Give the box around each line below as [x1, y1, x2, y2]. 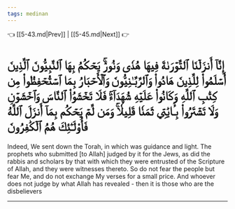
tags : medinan [7, 10, 49, 18]
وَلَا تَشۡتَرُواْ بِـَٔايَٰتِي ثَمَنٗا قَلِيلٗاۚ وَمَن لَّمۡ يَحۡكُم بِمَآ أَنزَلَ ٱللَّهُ [7, 103, 219, 119]
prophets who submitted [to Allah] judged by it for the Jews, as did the [7, 149, 211, 158]
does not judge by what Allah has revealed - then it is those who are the [7, 180, 215, 188]
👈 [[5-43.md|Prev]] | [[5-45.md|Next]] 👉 [7, 29, 129, 39]
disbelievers [7, 187, 43, 195]
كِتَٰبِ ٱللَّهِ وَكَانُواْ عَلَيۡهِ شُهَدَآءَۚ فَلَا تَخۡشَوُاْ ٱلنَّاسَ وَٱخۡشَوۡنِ [7, 88, 218, 104]
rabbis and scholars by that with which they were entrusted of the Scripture [7, 157, 225, 166]
